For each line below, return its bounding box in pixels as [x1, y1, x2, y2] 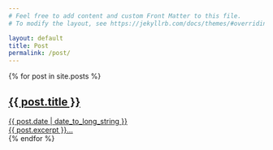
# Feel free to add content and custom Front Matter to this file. [8, 11, 242, 20]
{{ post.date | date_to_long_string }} [8, 116, 128, 126]
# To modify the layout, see [8, 19, 107, 28]
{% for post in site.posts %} [8, 71, 102, 81]
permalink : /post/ [8, 49, 71, 58]
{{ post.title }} [8, 95, 81, 109]
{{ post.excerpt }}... [8, 125, 73, 135]
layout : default [8, 34, 63, 42]
